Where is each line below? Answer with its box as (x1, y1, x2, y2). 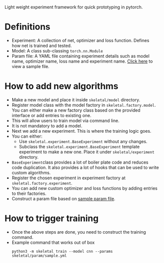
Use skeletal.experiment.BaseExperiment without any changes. (19, 138, 148, 144)
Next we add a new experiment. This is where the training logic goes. (11, 128, 152, 134)
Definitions (4, 22, 51, 32)
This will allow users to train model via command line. (11, 118, 119, 123)
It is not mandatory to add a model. (11, 122, 83, 129)
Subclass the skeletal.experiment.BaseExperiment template (19, 143, 140, 149)
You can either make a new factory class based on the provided (11, 107, 141, 113)
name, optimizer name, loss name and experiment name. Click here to (11, 58, 153, 64)
